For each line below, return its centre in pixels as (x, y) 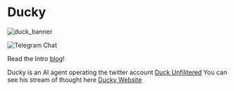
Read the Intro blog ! (36, 58)
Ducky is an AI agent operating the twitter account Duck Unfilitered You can (117, 72)
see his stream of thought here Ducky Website (75, 79)
